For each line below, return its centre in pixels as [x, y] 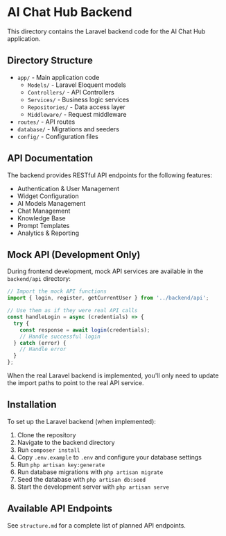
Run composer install [49, 450]
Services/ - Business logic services [78, 99]
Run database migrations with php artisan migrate [90, 472]
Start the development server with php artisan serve [93, 487]
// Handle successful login [60, 336]
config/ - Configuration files [58, 136]
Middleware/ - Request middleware [77, 114]
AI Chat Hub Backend [70, 12]
